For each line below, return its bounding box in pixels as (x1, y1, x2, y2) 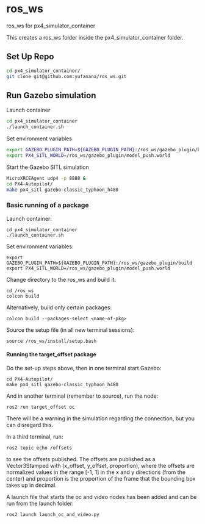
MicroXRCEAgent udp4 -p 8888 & (6, 175, 86, 181)
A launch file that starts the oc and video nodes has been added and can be (6, 493, 197, 500)
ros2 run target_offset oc (6, 404, 75, 410)
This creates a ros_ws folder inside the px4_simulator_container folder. (6, 34, 184, 41)
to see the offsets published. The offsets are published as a (6, 455, 156, 462)
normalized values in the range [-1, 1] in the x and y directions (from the (6, 468, 186, 476)
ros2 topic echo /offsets (6, 445, 72, 451)
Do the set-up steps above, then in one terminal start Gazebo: (6, 364, 162, 371)
